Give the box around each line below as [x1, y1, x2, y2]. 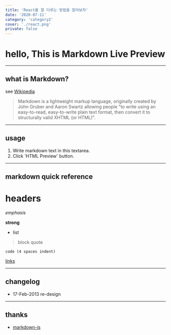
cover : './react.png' [5, 21, 51, 27]
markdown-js [12, 324, 41, 330]
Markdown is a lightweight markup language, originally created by [17, 98, 157, 104]
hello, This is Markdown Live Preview [5, 48, 165, 60]
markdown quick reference [5, 173, 93, 181]
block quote [17, 239, 43, 245]
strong [5, 219, 20, 226]
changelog [5, 277, 40, 286]
